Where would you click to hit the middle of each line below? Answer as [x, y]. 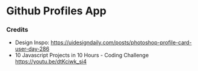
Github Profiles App [56, 11]
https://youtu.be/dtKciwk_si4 [51, 61]
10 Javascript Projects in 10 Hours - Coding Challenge [82, 55]
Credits [17, 30]
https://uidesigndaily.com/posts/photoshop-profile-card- [121, 42]
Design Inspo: [32, 42]
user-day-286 [32, 49]
